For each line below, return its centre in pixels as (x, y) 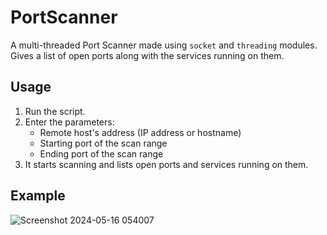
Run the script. (55, 111)
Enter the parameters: (69, 122)
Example (38, 196)
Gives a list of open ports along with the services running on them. (147, 55)
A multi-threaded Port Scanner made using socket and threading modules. (164, 45)
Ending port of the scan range (101, 153)
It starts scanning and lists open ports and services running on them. (166, 164)
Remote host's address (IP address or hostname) (140, 132)
